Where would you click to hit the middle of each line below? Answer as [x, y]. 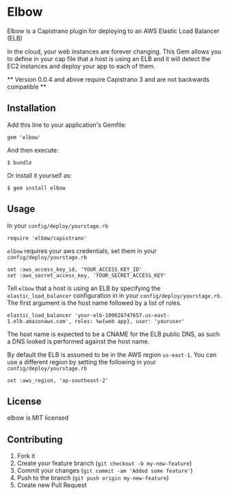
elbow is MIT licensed [38, 418]
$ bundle [20, 163]
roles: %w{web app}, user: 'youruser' [130, 321]
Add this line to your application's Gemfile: [67, 125]
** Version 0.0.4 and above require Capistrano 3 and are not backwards [109, 79]
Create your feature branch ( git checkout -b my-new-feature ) [104, 463]
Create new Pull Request [52, 485]
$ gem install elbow [37, 188]
